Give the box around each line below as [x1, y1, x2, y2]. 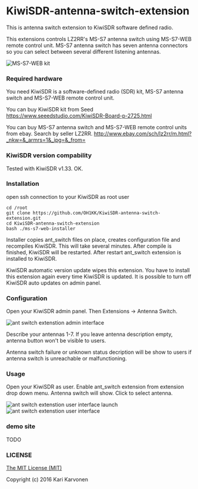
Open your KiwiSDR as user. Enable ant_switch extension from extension [6, 383, 184, 391]
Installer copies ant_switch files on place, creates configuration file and [6, 236, 180, 243]
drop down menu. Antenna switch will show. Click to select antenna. [6, 390, 173, 397]
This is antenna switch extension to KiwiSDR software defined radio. [6, 24, 174, 31]
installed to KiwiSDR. [6, 255, 57, 262]
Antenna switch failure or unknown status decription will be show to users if [6, 348, 192, 356]
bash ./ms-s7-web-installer [6, 225, 76, 232]
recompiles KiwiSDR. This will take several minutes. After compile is [6, 242, 172, 250]
